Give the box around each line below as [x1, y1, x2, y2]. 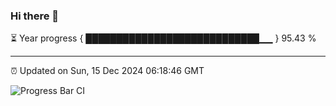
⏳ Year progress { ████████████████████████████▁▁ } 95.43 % [10, 32, 317, 44]
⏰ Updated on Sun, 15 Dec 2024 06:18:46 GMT [10, 65, 205, 77]
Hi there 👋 [10, 9, 60, 23]
